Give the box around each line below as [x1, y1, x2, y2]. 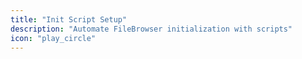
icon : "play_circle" [10, 33, 97, 43]
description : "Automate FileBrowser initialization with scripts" [10, 24, 293, 34]
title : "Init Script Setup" [10, 14, 128, 25]
